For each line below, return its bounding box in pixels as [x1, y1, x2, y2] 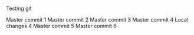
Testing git [6, 5, 32, 12]
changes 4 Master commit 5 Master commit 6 [6, 23, 117, 29]
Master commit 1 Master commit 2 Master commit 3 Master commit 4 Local [6, 16, 189, 23]
